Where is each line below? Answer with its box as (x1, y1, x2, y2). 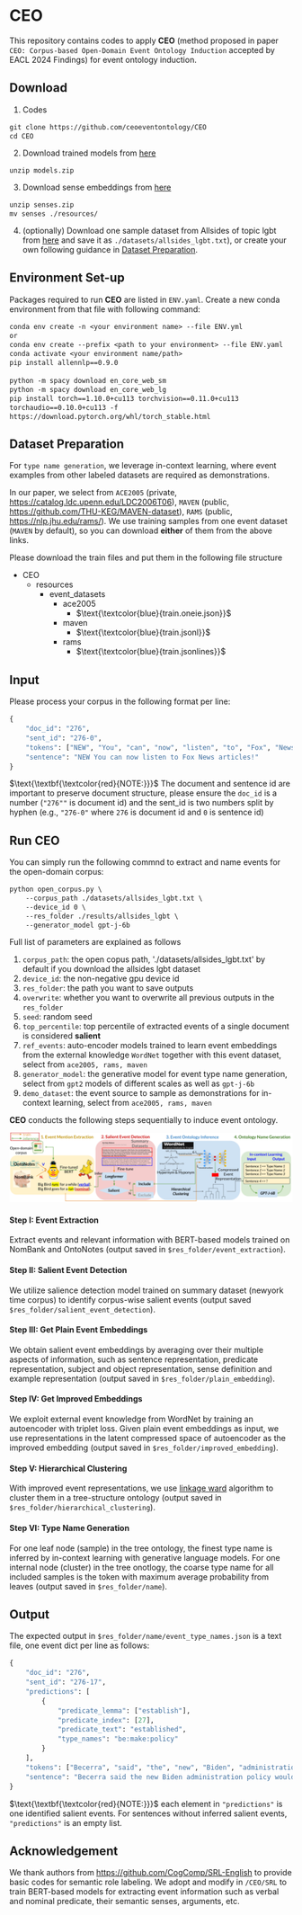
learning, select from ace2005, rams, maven (52, 1098, 213, 1109)
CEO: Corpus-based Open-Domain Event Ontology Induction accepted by (9, 44, 276, 55)
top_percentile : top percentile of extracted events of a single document (22, 1021, 289, 1032)
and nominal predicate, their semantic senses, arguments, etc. (9, 1896, 240, 1907)
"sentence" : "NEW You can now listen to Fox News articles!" (25, 753, 259, 762)
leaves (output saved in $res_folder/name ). (9, 1581, 168, 1591)
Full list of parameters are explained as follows (9, 937, 182, 948)
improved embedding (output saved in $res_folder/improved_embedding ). (9, 1442, 279, 1453)
